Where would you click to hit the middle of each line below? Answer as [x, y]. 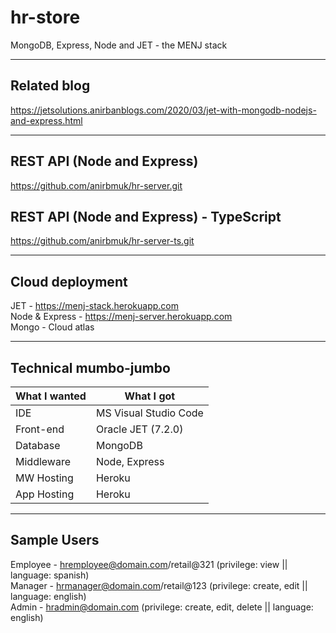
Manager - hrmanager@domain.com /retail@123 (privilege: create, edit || [159, 585]
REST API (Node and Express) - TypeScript [146, 216]
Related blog [50, 86]
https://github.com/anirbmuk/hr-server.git [96, 185]
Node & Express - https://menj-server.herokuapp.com [121, 317]
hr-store [45, 17]
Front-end [40, 429]
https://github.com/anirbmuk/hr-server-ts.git [102, 241]
